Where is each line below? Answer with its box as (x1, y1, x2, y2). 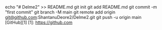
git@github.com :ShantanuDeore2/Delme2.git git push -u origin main (5, 15, 142, 20)
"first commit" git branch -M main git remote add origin (5, 9, 116, 15)
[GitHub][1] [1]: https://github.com (5, 19, 73, 25)
